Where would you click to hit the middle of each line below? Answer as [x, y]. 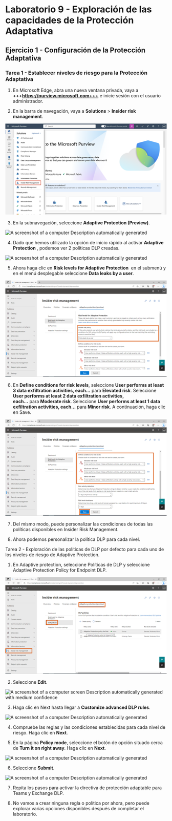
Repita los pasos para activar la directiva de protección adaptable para [87, 788]
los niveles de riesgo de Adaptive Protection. [52, 555]
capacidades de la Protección [70, 20]
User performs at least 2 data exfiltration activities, [68, 396]
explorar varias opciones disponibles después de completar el [78, 808]
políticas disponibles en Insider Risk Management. [66, 530]
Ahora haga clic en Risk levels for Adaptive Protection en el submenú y [89, 268]
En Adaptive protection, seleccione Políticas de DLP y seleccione [81, 565]
